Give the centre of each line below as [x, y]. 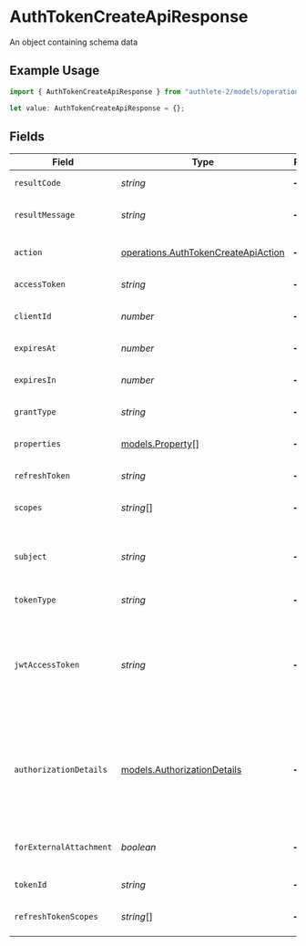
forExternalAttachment [63, 848]
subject [31, 557]
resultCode [37, 183]
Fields [27, 136]
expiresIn [35, 380]
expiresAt [35, 349]
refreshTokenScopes [56, 917]
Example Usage [55, 71]
